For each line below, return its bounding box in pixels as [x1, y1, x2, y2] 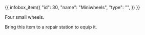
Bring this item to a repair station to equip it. [5, 24, 97, 30]
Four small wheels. [5, 14, 45, 20]
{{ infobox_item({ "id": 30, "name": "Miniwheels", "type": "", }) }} [5, 5, 140, 10]
